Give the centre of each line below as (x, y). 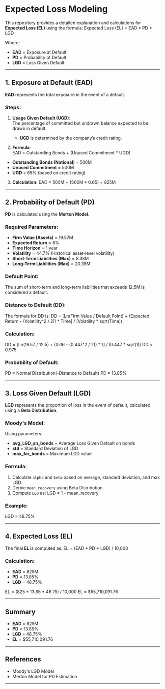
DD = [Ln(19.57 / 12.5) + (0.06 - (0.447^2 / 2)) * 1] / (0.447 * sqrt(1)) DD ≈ (79, 345)
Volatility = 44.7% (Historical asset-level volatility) (63, 253)
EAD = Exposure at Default (39, 52)
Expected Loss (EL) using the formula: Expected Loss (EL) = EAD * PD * (79, 28)
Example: (16, 506)
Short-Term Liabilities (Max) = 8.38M (51, 259)
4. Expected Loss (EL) (39, 536)
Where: (13, 42)
